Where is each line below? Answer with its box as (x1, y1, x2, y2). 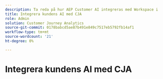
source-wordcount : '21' (5, 34, 54, 39)
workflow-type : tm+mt (5, 30, 49, 34)
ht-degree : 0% (5, 39, 34, 44)
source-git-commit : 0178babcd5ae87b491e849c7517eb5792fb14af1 (5, 25, 134, 30)
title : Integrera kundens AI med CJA (5, 12, 82, 16)
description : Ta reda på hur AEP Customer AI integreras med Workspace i (5, 7, 159, 12)
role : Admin (5, 16, 29, 21)
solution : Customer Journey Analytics (5, 20, 84, 26)
